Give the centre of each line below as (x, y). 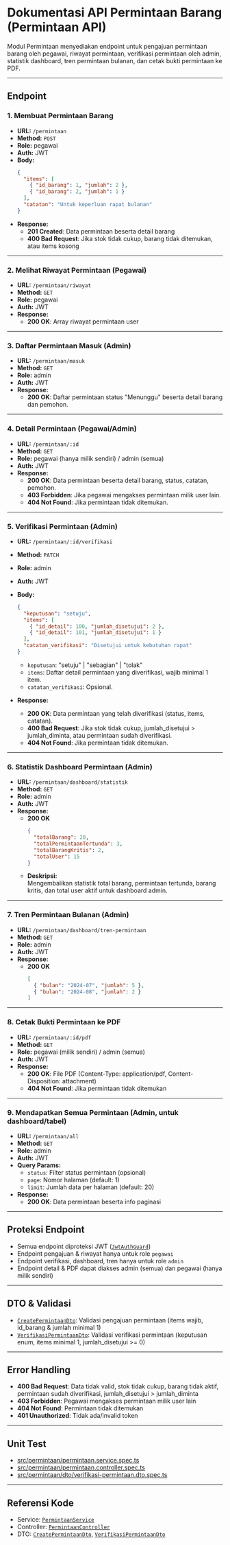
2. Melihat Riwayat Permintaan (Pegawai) (77, 270)
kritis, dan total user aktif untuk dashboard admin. (97, 890)
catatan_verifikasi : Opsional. (70, 687)
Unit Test (27, 1444)
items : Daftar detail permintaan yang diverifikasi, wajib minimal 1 (118, 672)
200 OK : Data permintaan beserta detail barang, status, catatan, (118, 480)
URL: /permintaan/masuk (51, 361)
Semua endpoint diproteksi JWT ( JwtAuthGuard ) (84, 1246)
